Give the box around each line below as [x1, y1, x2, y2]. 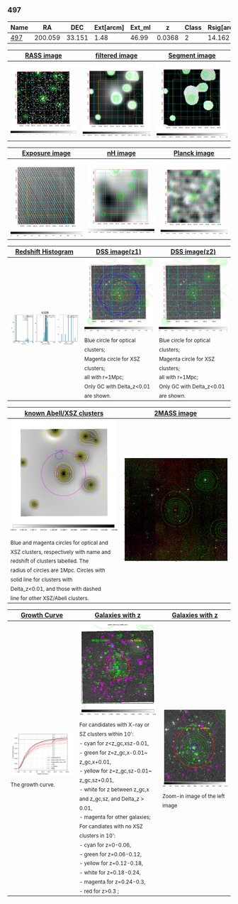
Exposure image [21, 149, 71, 158]
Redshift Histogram [15, 247, 74, 256]
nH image [106, 149, 136, 158]
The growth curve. [10, 781, 55, 788]
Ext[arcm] [94, 23, 125, 31]
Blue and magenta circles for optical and [10, 539, 108, 546]
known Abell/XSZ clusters [24, 408, 104, 417]
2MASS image [154, 408, 197, 417]
